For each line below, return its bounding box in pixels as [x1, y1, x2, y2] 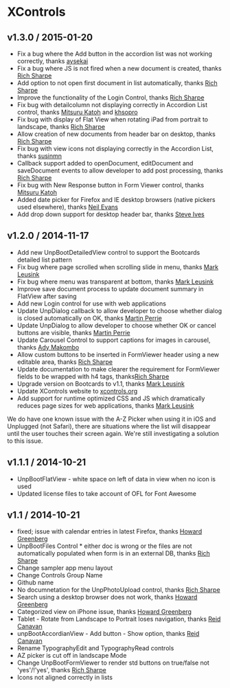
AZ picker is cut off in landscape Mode [16, 652, 127, 660]
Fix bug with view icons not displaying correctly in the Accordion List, [16, 145, 214, 152]
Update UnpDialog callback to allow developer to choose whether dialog [16, 306, 222, 314]
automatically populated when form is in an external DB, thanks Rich [16, 549, 211, 558]
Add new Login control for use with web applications [16, 299, 167, 308]
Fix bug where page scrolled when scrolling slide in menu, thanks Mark [16, 262, 218, 271]
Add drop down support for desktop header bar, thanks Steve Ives [16, 210, 205, 218]
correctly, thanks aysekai [16, 57, 89, 65]
